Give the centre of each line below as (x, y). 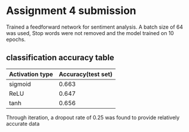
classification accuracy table (60, 58)
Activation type (31, 74)
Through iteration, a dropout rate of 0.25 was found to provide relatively (93, 117)
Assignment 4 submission (71, 11)
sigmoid (20, 84)
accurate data (23, 123)
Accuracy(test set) (85, 74)
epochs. (16, 39)
